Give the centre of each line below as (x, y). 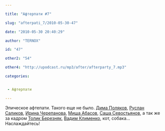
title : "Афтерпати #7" (28, 14)
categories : (17, 76)
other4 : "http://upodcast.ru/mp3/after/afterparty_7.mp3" (66, 67)
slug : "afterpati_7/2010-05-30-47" (42, 23)
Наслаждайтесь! (23, 123)
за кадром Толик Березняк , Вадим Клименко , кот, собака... (68, 118)
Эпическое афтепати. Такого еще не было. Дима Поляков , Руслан (75, 108)
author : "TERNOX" (23, 41)
